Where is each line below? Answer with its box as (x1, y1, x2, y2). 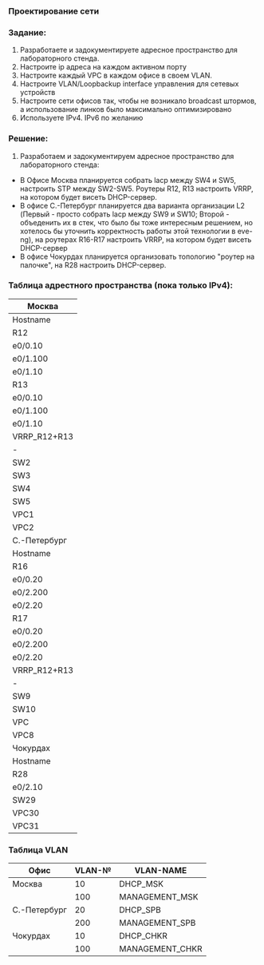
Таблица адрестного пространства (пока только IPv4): (8, 280, 234, 291)
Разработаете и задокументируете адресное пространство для (19, 46, 238, 55)
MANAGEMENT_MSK (119, 892, 199, 903)
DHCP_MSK (119, 879, 164, 890)
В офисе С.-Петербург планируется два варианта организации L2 (19, 201, 245, 210)
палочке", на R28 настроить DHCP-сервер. (19, 260, 167, 269)
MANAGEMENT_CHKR (119, 943, 203, 955)
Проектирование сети (8, 6, 100, 17)
